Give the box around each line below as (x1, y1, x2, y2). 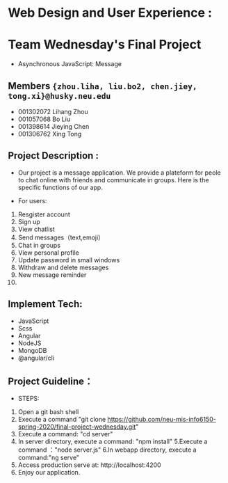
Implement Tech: (8, 298, 83, 310)
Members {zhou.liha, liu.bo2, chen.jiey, (8, 80, 197, 92)
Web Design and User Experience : (8, 5, 213, 21)
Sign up (17, 217, 40, 225)
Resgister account (17, 210, 70, 219)
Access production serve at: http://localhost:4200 (17, 461, 162, 469)
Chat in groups (17, 241, 61, 249)
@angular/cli (17, 354, 55, 362)
